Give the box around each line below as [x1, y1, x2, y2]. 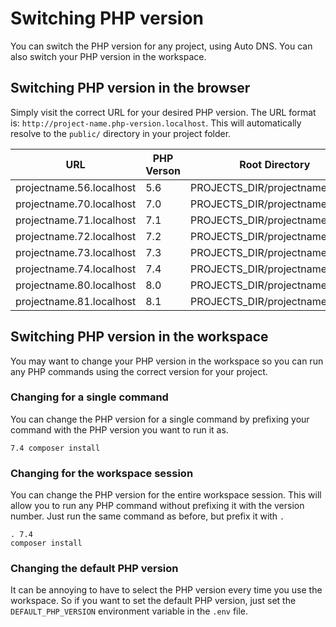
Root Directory [239, 157, 311, 171]
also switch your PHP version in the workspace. [10, 50, 207, 62]
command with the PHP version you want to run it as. [10, 423, 229, 436]
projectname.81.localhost [15, 294, 137, 308]
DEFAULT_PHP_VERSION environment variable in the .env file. [10, 605, 249, 617]
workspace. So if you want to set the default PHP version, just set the [10, 595, 297, 607]
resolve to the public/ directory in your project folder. [10, 127, 232, 139]
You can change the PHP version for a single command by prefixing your [10, 413, 310, 425]
